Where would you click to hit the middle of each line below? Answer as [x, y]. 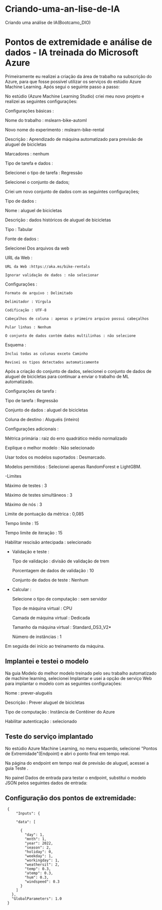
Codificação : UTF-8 [26, 310]
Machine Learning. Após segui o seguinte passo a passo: [63, 87]
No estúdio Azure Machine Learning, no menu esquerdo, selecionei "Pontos [81, 748]
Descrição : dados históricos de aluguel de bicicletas [58, 220]
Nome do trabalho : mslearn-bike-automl [46, 120]
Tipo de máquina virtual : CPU [42, 608]
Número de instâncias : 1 [37, 637]
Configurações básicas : [30, 111]
